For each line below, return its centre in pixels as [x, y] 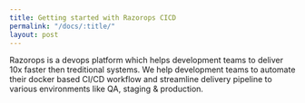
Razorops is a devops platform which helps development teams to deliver [147, 61]
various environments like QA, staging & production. [107, 89]
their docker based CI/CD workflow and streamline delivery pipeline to [141, 80]
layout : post [34, 34]
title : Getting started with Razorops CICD [93, 18]
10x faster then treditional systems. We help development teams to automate [152, 70]
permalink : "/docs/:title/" [63, 26]
